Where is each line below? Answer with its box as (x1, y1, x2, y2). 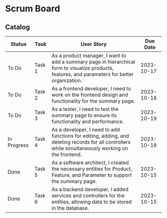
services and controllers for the (51, 192, 125, 199)
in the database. (51, 205, 89, 212)
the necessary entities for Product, (51, 165, 133, 172)
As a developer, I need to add (51, 126, 120, 133)
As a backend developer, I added (51, 186, 129, 193)
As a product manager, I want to (51, 52, 127, 59)
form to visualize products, (51, 65, 114, 71)
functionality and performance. (51, 118, 124, 125)
